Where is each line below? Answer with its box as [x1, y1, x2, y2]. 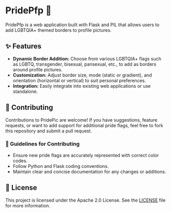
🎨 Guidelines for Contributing [5, 141, 80, 148]
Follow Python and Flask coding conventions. [12, 163, 109, 169]
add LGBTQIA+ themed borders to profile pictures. [5, 27, 112, 33]
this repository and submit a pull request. [5, 128, 92, 134]
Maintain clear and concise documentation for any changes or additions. [12, 168, 166, 175]
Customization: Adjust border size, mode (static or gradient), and [12, 72, 153, 78]
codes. [12, 158, 28, 164]
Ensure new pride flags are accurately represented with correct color [12, 152, 159, 158]
